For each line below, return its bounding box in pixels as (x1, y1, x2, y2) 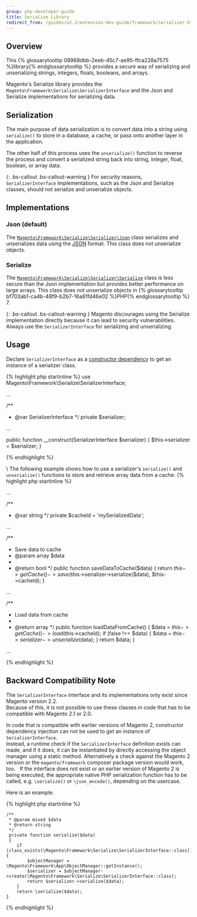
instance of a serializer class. (6, 361, 77, 368)
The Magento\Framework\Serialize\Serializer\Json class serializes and (6, 234, 179, 241)
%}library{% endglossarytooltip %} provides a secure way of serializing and (6, 63, 191, 70)
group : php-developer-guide (6, 8, 75, 15)
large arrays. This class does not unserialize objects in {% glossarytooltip (6, 286, 184, 293)
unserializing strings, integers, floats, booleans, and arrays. (6, 69, 150, 76)
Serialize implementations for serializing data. (6, 93, 116, 100)
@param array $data (14, 552, 65, 559)
